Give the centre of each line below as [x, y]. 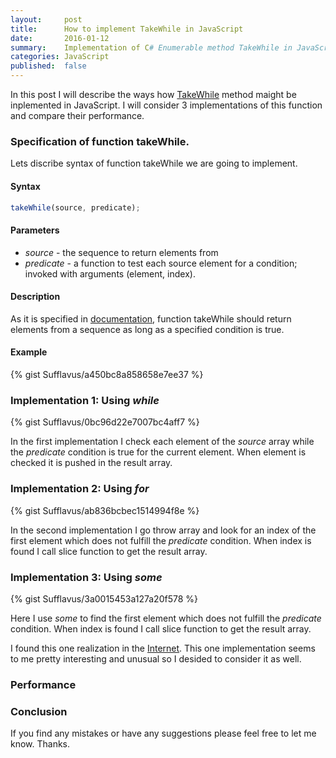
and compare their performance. [77, 115]
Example [29, 352]
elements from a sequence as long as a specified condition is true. [147, 329]
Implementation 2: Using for [80, 489]
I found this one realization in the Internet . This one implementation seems [163, 648]
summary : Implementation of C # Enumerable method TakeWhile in [151, 47]
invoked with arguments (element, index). [110, 273]
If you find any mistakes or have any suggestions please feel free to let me [163, 733]
